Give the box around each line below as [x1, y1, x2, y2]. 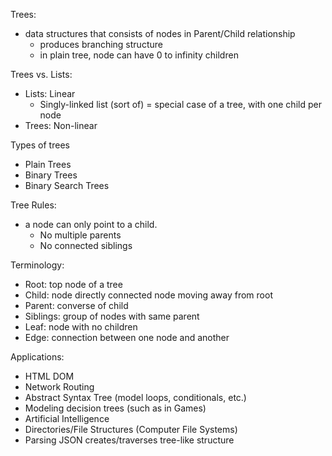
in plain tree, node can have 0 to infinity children [39, 49, 239, 61]
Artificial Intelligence [24, 413, 110, 424]
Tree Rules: [10, 199, 57, 211]
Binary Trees [24, 169, 78, 181]
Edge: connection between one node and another [24, 332, 230, 343]
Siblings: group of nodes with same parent [24, 310, 200, 322]
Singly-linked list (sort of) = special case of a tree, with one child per [39, 99, 322, 110]
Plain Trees [24, 159, 72, 170]
